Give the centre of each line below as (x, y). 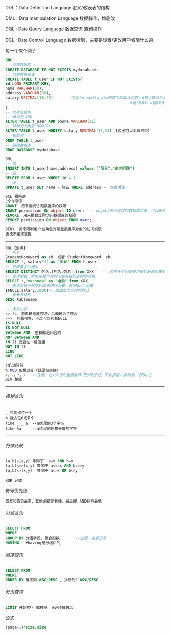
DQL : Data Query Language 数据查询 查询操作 (54, 29)
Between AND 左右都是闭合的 (33, 332)
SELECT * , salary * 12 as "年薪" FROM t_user (51, 262)
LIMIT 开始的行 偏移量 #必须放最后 (39, 608)
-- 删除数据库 (18, 145)
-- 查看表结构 (18, 295)
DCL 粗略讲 (16, 196)
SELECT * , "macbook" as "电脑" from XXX (47, 281)
